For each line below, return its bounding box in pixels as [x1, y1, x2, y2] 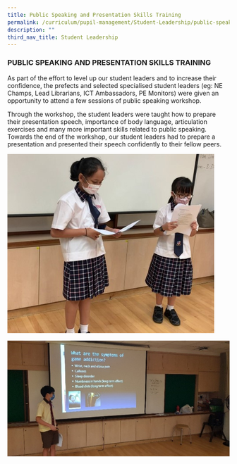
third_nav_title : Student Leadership [7, 34, 119, 41]
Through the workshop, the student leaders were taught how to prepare [7, 110, 217, 118]
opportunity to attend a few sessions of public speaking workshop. [7, 96, 202, 105]
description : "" [7, 26, 55, 33]
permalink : [7, 18, 39, 26]
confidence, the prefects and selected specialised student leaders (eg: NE [7, 81, 224, 89]
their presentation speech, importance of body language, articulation [7, 117, 208, 126]
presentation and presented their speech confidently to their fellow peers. [7, 139, 222, 148]
